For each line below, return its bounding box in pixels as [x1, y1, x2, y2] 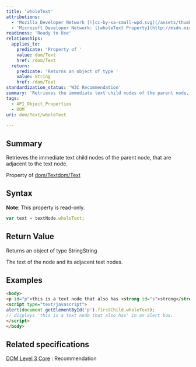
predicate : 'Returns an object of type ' [16, 68, 118, 74]
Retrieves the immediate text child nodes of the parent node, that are [6, 154, 171, 161]
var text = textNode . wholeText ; [6, 215, 85, 221]
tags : [6, 95, 19, 101]
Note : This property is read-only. [6, 204, 85, 211]
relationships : [6, 36, 43, 41]
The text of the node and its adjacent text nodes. [6, 258, 123, 265]
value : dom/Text [16, 52, 57, 58]
